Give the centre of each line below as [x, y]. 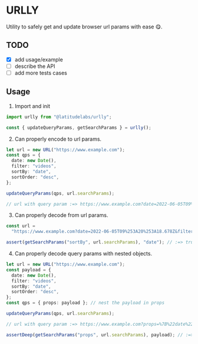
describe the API [35, 66]
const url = [21, 226]
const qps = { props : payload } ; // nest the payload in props [85, 303]
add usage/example [39, 59]
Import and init [32, 106]
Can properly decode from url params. [61, 215]
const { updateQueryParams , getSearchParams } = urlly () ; [79, 128]
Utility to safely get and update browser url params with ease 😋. [85, 27]
